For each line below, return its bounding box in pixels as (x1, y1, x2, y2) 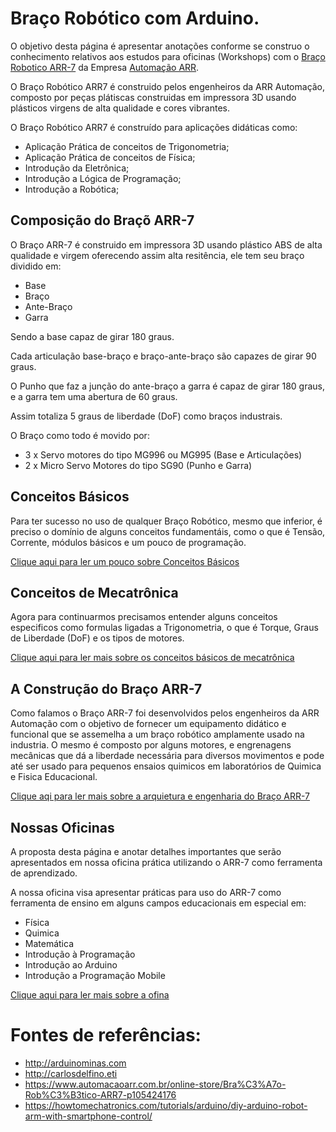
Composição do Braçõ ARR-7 (10, 212, 195, 229)
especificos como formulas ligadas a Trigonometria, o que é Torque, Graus (10, 622, 319, 634)
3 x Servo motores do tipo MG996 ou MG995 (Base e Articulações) (24, 448, 303, 461)
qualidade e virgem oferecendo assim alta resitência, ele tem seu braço (10, 249, 305, 261)
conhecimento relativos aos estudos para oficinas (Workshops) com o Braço (10, 50, 326, 62)
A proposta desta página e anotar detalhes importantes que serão (10, 846, 282, 857)
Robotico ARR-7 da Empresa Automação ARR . (10, 61, 200, 73)
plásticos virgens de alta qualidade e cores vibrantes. (10, 102, 231, 114)
